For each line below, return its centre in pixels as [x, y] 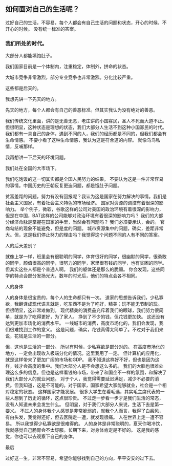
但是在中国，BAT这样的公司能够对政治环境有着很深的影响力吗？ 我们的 [80, 216]
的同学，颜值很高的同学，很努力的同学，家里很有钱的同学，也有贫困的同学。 [86, 263]
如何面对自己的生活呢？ [42, 9]
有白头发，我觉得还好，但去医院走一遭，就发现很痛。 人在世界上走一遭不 [82, 417]
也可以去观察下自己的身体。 [48, 436]
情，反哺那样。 [21, 146]
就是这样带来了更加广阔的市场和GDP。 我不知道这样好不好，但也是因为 [80, 359]
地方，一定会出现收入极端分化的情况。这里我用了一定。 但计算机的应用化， [84, 353]
